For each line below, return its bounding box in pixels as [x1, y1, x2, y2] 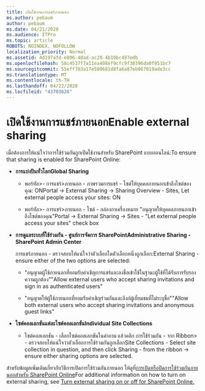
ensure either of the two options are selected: [15, 257, 130, 264]
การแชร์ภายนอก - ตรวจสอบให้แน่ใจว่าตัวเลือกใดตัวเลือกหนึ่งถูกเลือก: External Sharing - [15, 249, 199, 257]
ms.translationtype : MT [6, 72, 67, 78]
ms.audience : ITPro [6, 32, 56, 38]
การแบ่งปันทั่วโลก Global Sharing [15, 167, 89, 175]
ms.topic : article [6, 37, 53, 44]
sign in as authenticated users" [24, 283, 103, 290]
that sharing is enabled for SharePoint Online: [6, 156, 121, 163]
